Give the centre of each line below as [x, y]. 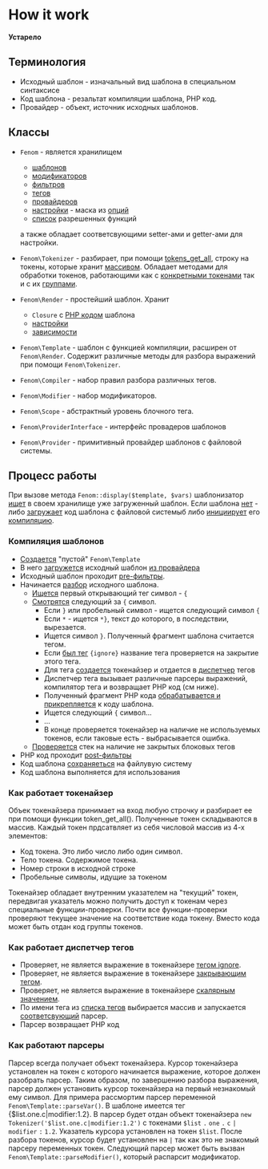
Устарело [25, 37]
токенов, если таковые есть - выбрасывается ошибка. [137, 738]
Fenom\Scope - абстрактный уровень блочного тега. [107, 411]
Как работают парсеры [56, 1045]
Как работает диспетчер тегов [71, 947]
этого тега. [62, 661]
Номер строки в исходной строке [78, 868]
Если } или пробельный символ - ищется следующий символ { [152, 610]
